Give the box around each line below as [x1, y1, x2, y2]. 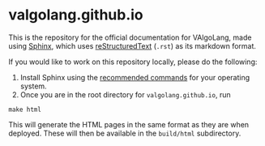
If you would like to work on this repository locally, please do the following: [8, 57, 258, 67]
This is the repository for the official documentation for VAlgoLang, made [8, 32, 252, 42]
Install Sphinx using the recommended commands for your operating [19, 72, 250, 82]
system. [19, 81, 47, 91]
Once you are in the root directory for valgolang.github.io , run [19, 89, 231, 99]
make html [8, 105, 42, 114]
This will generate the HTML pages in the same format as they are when [8, 119, 250, 129]
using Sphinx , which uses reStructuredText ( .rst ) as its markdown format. [8, 41, 257, 50]
